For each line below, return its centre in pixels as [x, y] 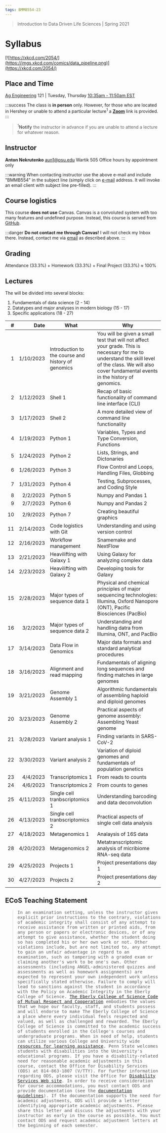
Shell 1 [58, 397]
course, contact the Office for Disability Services [83, 1066]
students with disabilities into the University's [80, 1051]
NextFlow [108, 546]
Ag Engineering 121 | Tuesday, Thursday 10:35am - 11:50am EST [70, 96]
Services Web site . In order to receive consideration [85, 1081]
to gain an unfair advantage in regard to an [73, 952]
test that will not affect [123, 340]
